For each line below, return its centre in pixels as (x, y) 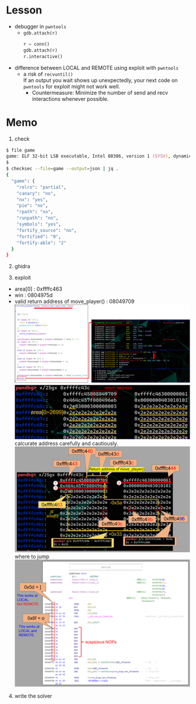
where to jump (32, 556)
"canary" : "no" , (36, 193)
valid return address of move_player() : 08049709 (74, 302)
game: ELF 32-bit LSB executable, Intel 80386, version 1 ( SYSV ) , (88, 156)
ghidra (22, 266)
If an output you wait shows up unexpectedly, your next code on (100, 80)
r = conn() (36, 44)
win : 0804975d (34, 295)
